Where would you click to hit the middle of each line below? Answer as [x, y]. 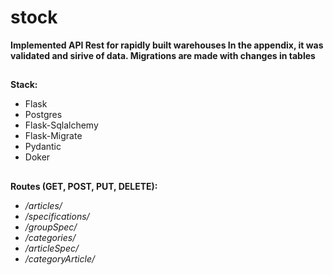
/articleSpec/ [52, 248]
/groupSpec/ [51, 227]
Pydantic [43, 147]
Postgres [43, 115]
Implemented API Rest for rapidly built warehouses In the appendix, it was [167, 45]
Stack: [24, 85]
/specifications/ [57, 216]
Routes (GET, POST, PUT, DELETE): [84, 186]
